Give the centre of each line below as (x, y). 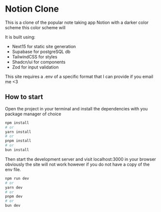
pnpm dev (14, 196)
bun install (17, 150)
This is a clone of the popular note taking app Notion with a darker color (77, 22)
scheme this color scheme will (35, 27)
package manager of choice (33, 114)
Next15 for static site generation (44, 46)
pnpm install (18, 141)
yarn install (18, 132)
